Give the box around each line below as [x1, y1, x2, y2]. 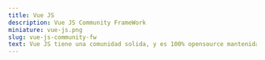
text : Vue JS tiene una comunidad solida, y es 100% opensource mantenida [8, 41, 259, 48]
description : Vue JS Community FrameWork [8, 19, 147, 26]
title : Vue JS [8, 11, 55, 19]
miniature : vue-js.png [8, 26, 83, 34]
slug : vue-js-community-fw [8, 33, 97, 41]
